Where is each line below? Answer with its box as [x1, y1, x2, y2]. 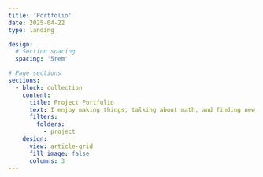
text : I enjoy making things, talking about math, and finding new [28, 105, 256, 114]
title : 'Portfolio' [8, 11, 72, 20]
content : [22, 91, 51, 99]
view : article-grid [28, 142, 93, 150]
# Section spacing [15, 48, 76, 56]
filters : [28, 113, 58, 121]
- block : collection [15, 83, 83, 91]
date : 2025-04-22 [8, 19, 65, 27]
